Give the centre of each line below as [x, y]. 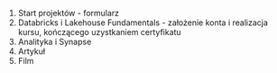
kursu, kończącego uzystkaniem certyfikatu [100, 32]
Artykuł [32, 51]
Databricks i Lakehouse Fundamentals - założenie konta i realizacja [143, 23]
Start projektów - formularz [69, 13]
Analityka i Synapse [55, 41]
